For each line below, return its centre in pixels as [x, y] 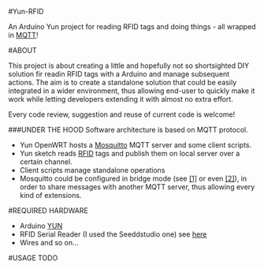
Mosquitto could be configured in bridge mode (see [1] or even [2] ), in [133, 178]
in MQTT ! [23, 35]
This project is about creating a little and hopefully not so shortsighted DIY [129, 65]
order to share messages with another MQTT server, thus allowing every [137, 187]
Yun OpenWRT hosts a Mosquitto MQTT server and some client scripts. [136, 145]
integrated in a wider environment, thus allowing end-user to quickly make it [132, 91]
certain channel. [46, 162]
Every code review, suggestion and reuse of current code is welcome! [122, 114]
